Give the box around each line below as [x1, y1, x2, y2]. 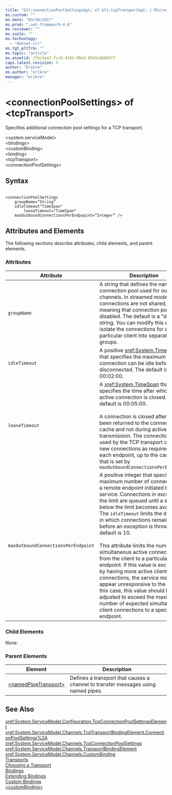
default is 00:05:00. [99, 400, 147, 407]
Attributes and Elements [5, 227, 84, 235]
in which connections [99, 516, 151, 523]
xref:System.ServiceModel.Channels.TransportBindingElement [5, 746, 137, 752]
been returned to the [99, 419, 149, 427]
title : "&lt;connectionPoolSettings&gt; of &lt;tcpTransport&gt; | [5, 7, 153, 13]
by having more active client [99, 567, 167, 575]
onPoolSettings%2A [5, 735, 48, 741]
